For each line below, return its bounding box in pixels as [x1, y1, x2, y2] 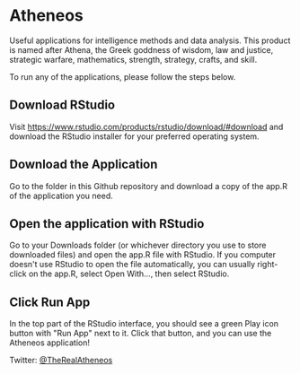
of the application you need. [9, 190, 114, 201]
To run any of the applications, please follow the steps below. [9, 71, 236, 82]
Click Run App [9, 294, 91, 309]
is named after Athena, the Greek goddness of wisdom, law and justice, [9, 44, 274, 55]
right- [257, 259, 278, 270]
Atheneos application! [9, 337, 91, 348]
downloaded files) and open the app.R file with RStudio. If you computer [9, 249, 277, 260]
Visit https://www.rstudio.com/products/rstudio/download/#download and [9, 121, 284, 132]
